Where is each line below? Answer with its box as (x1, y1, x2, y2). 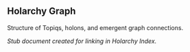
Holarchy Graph (7, 5, 76, 17)
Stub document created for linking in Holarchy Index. (7, 37, 157, 45)
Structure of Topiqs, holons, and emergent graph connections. (7, 23, 184, 31)
